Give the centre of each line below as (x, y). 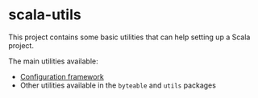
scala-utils (45, 15)
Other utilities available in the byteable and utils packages (118, 85)
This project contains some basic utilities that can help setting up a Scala (129, 37)
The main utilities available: (53, 61)
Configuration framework (62, 76)
